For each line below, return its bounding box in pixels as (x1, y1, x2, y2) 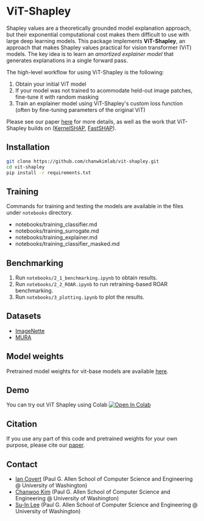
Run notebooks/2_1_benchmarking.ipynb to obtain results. (15, 274, 158, 281)
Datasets (6, 311, 41, 321)
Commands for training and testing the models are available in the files (6, 203, 184, 210)
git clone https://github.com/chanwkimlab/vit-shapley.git (6, 158, 160, 164)
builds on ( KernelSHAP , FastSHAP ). (27, 124, 117, 131)
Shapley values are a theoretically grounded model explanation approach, (6, 24, 191, 32)
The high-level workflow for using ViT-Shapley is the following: (6, 68, 164, 75)
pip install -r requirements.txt (6, 169, 91, 176)
